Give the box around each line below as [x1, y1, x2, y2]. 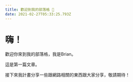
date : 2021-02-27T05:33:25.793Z [5, 12, 71, 17]
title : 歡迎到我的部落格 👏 [5, 7, 54, 12]
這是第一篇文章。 [5, 61, 40, 67]
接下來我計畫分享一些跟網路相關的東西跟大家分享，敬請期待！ [5, 72, 130, 78]
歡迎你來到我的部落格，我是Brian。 [5, 51, 76, 57]
